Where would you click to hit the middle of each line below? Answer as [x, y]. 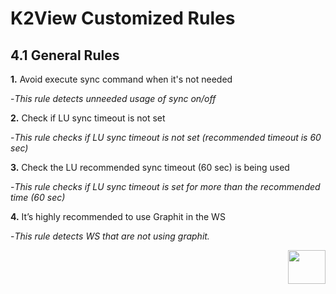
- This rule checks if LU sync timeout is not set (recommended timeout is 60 [166, 137]
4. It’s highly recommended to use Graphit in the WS [118, 216]
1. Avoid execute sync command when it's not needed [121, 79]
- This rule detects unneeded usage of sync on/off [113, 98]
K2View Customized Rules [123, 18]
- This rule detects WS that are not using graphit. [110, 236]
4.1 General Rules [65, 55]
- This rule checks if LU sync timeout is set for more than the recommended [165, 186]
